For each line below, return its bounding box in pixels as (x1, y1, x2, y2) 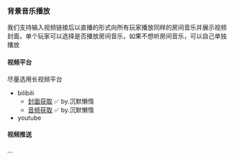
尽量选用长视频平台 (7, 74, 63, 83)
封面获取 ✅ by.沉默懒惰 (27, 97, 94, 105)
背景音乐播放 (7, 6, 51, 15)
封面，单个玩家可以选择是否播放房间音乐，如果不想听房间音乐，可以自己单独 (7, 32, 227, 40)
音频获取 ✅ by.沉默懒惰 (27, 106, 94, 114)
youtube (17, 113, 42, 122)
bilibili (17, 88, 35, 97)
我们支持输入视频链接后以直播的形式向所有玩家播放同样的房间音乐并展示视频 (7, 23, 227, 32)
